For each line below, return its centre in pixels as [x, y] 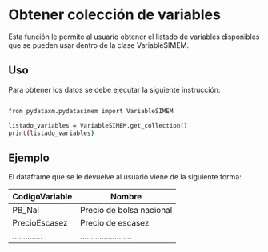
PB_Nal [26, 211]
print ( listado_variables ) [51, 133]
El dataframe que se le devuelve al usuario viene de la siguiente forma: [125, 177]
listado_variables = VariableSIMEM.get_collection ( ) [98, 125]
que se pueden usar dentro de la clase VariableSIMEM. [99, 45]
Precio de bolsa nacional [126, 211]
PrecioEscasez [40, 223]
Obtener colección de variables [115, 15]
